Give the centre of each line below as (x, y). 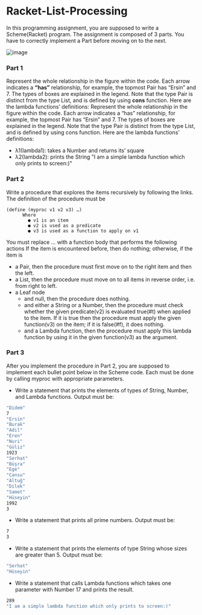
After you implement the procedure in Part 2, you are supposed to (88, 366)
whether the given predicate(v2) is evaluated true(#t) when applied (107, 311)
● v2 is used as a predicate (65, 225)
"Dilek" (16, 486)
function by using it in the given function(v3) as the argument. (101, 337)
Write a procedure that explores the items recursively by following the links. (100, 192)
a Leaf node (30, 292)
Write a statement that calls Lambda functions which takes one (93, 583)
